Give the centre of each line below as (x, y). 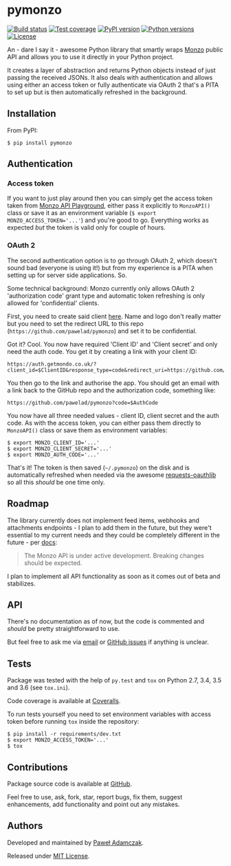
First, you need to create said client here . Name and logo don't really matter (114, 316)
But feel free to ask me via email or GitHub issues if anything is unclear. (108, 642)
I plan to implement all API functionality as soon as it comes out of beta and (114, 576)
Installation (32, 114)
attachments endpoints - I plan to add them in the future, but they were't (109, 527)
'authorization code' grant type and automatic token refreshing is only (106, 296)
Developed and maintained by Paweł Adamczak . (76, 842)
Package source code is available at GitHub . (70, 784)
